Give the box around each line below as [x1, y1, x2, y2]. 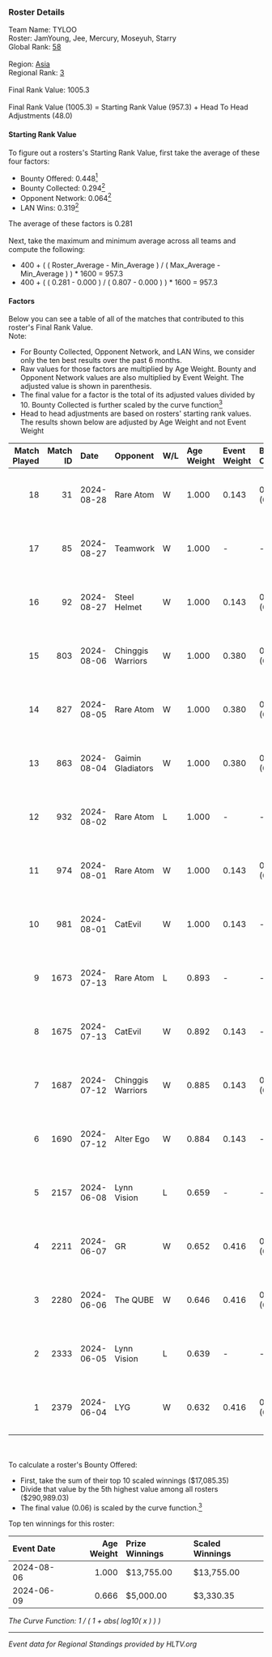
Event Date [12, 1543, 56, 1554]
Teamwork [114, 542, 155, 553]
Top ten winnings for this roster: [8, 1518, 115, 1528]
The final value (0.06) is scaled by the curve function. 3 [19, 1501, 202, 1513]
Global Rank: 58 [8, 42, 62, 52]
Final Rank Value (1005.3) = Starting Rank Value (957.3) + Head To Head [8, 102, 249, 112]
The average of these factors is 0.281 [8, 219, 134, 228]
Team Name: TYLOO [8, 25, 77, 35]
